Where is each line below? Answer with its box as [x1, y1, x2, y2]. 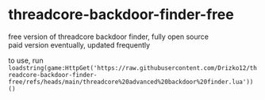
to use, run [8, 56, 44, 65]
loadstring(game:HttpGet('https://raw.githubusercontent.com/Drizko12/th [8, 63, 258, 72]
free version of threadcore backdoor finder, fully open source [8, 32, 209, 41]
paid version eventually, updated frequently [8, 40, 151, 49]
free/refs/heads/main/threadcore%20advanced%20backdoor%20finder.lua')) [8, 78, 254, 86]
